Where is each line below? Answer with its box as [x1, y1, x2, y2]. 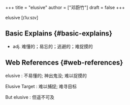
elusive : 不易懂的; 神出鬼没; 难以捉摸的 [5, 73, 87, 79]
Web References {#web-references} [5, 58, 123, 67]
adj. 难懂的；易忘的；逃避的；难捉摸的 [12, 43, 93, 49]
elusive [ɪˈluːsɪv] [5, 15, 39, 20]
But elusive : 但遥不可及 [5, 94, 55, 100]
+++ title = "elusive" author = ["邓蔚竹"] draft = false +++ [5, 5, 125, 10]
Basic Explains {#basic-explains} [5, 29, 113, 38]
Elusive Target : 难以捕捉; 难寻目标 [5, 83, 77, 89]
